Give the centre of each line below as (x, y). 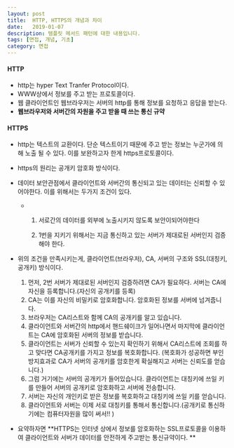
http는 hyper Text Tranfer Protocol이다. (73, 86)
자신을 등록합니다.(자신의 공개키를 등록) (82, 291)
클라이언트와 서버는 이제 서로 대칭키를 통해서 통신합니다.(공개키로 (117, 405)
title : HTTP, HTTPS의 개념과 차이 (55, 20)
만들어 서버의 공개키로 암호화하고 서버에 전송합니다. (106, 388)
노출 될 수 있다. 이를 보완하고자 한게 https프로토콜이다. (99, 153)
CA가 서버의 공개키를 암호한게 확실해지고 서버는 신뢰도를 (135, 361)
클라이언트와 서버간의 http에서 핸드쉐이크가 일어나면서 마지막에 (114, 326)
